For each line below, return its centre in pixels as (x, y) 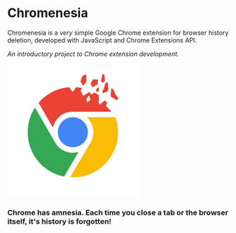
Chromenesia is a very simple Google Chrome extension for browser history (118, 33)
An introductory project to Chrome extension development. (93, 54)
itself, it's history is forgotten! (60, 221)
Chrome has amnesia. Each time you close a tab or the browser (118, 212)
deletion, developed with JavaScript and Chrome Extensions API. (102, 40)
